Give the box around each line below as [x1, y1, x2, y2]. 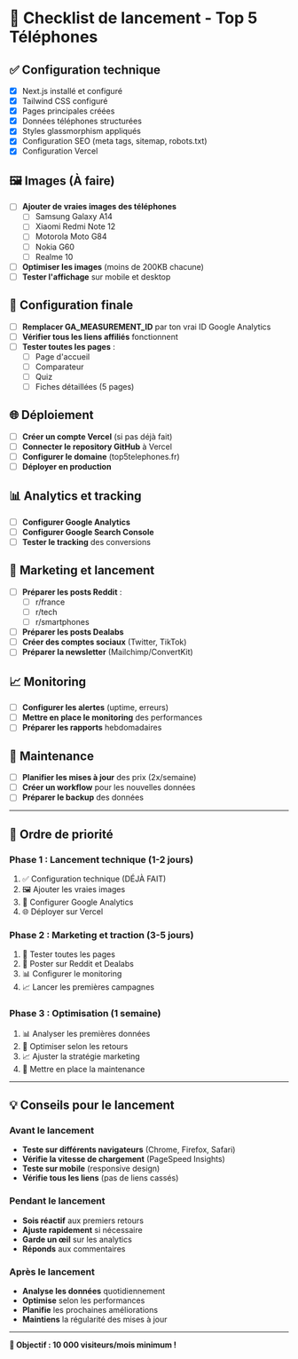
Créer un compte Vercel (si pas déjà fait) [21, 431, 173, 442]
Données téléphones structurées [21, 115, 142, 127]
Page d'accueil [35, 351, 90, 362]
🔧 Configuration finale [9, 297, 134, 313]
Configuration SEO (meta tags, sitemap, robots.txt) [21, 136, 208, 146]
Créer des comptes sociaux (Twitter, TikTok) [21, 636, 187, 647]
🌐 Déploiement [9, 407, 94, 423]
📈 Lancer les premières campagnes [21, 982, 155, 992]
